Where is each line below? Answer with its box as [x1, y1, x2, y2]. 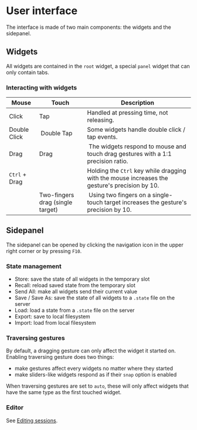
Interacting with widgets [6, 84, 77, 92]
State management [6, 262, 62, 270]
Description [121, 99, 154, 107]
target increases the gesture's [104, 198, 187, 206]
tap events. [87, 133, 118, 141]
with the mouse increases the [87, 174, 168, 182]
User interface [6, 4, 78, 18]
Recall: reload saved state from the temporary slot [14, 282, 136, 289]
